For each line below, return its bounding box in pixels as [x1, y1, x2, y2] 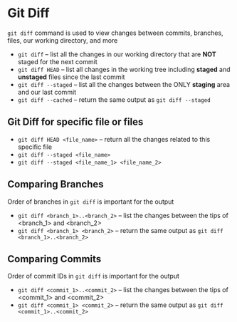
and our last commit [17, 88, 77, 96]
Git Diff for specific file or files [7, 116, 144, 128]
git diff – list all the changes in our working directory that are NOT [17, 50, 216, 58]
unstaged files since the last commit [17, 73, 125, 81]
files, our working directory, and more [7, 36, 118, 44]
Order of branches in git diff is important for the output [7, 197, 174, 206]
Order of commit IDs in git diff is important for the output [7, 272, 180, 281]
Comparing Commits [7, 253, 102, 265]
